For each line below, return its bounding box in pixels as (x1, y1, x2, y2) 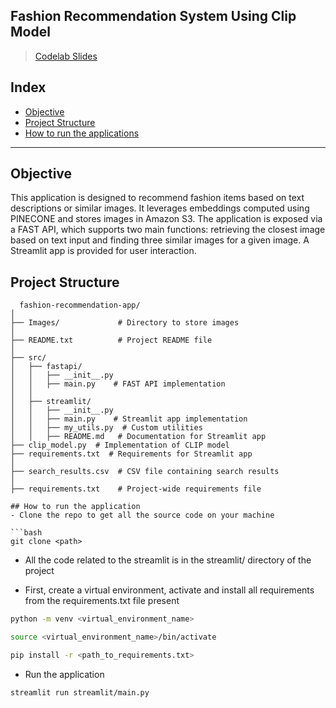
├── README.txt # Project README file (10, 335, 213, 346)
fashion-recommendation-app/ (19, 300, 141, 311)
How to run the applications (24, 127, 140, 139)
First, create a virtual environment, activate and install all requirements (24, 584, 315, 596)
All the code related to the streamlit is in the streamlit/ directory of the (24, 554, 312, 566)
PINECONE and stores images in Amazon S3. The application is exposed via (10, 213, 323, 225)
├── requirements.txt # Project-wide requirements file (10, 484, 262, 494)
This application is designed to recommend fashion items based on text (10, 192, 305, 204)
